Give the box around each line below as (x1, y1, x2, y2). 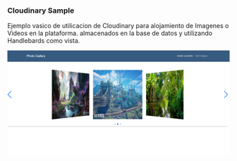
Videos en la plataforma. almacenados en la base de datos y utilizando (7, 29, 213, 37)
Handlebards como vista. (7, 37, 80, 45)
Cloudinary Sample (7, 6, 75, 15)
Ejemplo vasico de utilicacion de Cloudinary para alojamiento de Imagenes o (7, 22, 229, 30)
